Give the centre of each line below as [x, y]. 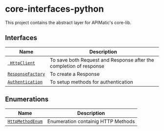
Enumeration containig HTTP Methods [91, 121]
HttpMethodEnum [25, 121]
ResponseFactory [26, 74]
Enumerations [27, 99]
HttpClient [23, 63]
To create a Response [75, 74]
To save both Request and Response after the [102, 60]
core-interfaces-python [54, 9]
